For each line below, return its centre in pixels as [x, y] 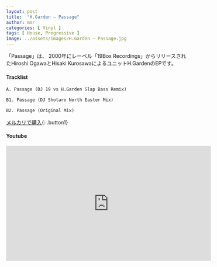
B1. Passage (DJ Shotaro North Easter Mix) [60, 100]
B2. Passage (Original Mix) [40, 110]
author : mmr [20, 22]
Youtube [17, 136]
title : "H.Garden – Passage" [43, 17]
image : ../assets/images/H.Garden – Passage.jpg [66, 39]
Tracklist [17, 77]
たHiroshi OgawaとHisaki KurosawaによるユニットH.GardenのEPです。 [91, 63]
